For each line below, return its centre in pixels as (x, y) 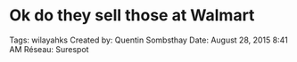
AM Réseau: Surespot (49, 49)
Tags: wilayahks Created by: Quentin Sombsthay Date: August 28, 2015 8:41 (148, 40)
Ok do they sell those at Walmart (132, 15)
